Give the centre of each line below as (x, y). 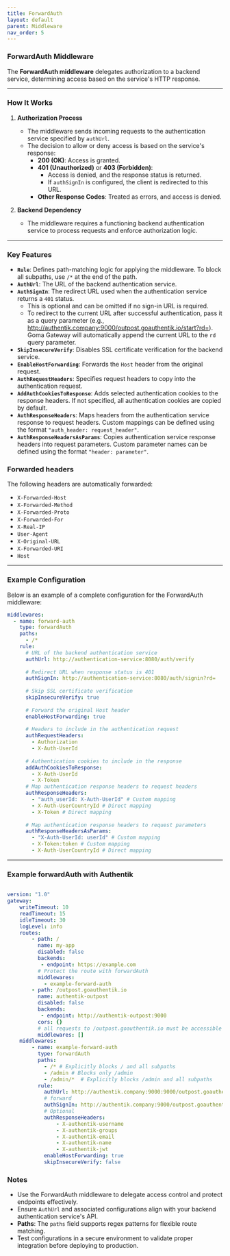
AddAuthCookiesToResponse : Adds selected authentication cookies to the (118, 393)
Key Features (30, 254)
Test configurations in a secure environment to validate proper (105, 1238)
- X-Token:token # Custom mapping (81, 844)
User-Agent (33, 534)
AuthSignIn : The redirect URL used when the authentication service (112, 291)
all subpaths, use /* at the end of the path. (77, 277)
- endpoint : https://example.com (88, 964)
